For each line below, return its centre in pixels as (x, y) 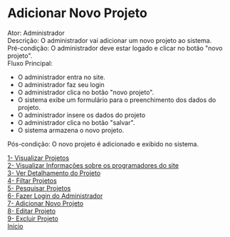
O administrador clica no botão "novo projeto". (86, 92)
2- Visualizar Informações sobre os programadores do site (93, 165)
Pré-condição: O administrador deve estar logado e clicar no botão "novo (115, 48)
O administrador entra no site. (61, 77)
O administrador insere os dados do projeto (82, 115)
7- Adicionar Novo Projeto (46, 203)
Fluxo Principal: (30, 63)
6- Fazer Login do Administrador (55, 196)
